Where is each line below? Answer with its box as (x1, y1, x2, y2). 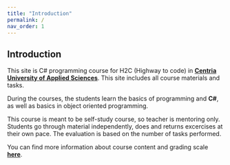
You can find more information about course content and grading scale (7, 143, 209, 151)
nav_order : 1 (7, 23, 45, 30)
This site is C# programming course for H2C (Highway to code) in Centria (7, 67, 217, 75)
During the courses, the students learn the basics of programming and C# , (7, 94, 219, 103)
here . (7, 151, 23, 159)
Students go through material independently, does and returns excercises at (7, 122, 223, 131)
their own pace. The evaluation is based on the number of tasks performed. (7, 130, 222, 138)
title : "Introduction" (7, 10, 72, 17)
